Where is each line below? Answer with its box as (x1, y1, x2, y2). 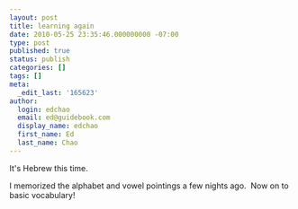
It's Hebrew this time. (9, 162, 88, 173)
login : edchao (17, 105, 70, 114)
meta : (9, 80, 30, 89)
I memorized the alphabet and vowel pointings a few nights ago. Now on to (9, 180, 290, 191)
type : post (9, 38, 50, 48)
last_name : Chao (17, 138, 78, 147)
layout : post (9, 13, 59, 22)
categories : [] (9, 64, 67, 73)
